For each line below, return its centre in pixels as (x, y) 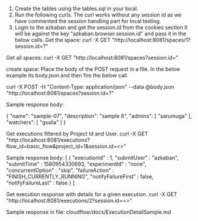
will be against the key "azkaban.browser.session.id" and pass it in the (100, 34)
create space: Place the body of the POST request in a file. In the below (93, 69)
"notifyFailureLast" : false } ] (40, 183)
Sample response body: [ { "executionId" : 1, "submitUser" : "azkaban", (92, 158)
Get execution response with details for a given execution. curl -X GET (92, 194)
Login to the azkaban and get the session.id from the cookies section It (101, 27)
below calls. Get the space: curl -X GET (63, 40)
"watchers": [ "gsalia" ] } (36, 122)
